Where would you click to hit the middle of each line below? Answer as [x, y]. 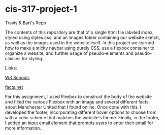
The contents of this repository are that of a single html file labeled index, [79, 32]
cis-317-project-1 [41, 9]
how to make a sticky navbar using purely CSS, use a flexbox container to [80, 48]
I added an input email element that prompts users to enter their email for [79, 123]
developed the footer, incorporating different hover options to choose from [81, 112]
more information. [23, 128]
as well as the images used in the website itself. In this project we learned [80, 42]
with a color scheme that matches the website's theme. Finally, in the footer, [82, 117]
